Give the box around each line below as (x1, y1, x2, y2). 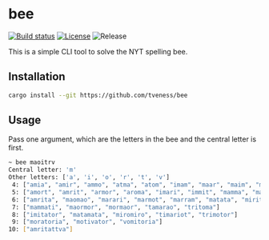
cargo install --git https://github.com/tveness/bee (8, 91, 188, 99)
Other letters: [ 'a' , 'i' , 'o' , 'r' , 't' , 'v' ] (8, 174, 171, 182)
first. (8, 143, 24, 153)
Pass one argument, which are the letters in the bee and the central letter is (8, 134, 257, 144)
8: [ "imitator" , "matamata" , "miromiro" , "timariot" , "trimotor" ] (11, 210, 239, 218)
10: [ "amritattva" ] (8, 226, 74, 234)
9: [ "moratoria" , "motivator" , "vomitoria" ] (11, 218, 163, 226)
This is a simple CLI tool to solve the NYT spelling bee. (8, 46, 188, 56)
